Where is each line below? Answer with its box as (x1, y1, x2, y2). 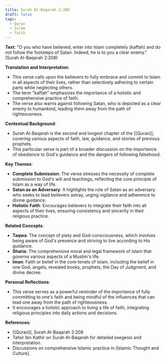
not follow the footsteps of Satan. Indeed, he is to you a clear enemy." (5, 49, 148, 55)
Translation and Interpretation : (5, 64, 70, 70)
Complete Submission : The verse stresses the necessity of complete (12, 171, 155, 177)
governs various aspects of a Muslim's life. (12, 253, 100, 259)
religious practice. (12, 213, 50, 219)
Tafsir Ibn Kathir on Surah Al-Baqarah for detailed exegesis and (12, 335, 142, 340)
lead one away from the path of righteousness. (12, 299, 108, 305)
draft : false (5, 12, 32, 17)
